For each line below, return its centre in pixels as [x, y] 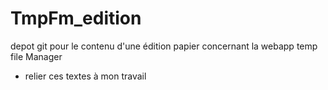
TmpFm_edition [76, 18]
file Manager [36, 56]
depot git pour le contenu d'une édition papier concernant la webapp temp [164, 46]
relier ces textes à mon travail [85, 76]
